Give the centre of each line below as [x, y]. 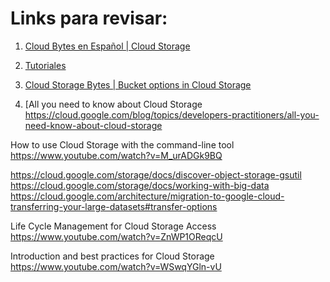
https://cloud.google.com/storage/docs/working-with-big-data [140, 185]
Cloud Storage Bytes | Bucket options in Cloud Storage [138, 84]
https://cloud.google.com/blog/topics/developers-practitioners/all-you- [172, 114]
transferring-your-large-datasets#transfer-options [114, 206]
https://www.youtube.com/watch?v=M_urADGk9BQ [116, 155]
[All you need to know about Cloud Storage [113, 104]
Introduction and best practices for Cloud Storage [112, 256]
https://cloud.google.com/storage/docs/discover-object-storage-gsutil [156, 174]
